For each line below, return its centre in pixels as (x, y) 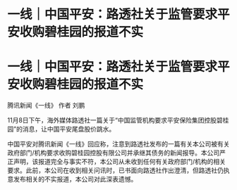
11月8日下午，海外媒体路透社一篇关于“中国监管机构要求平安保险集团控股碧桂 (118, 120)
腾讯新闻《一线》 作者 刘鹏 (46, 106)
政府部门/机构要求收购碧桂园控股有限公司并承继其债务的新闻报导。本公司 (114, 153)
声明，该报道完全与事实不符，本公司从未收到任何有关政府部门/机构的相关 (120, 162)
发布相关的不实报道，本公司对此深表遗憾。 (75, 179)
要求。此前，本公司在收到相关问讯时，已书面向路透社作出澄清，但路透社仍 (115, 170)
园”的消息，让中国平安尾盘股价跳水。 (61, 129)
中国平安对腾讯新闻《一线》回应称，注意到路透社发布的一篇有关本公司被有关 (119, 144)
